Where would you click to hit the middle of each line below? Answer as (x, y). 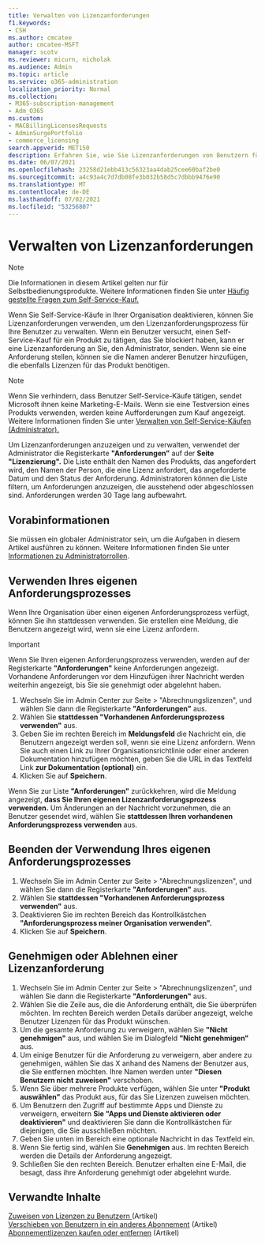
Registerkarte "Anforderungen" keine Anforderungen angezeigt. (114, 668)
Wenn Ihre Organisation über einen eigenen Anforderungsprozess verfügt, (129, 612)
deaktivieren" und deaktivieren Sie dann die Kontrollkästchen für (126, 1122)
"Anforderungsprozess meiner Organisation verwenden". (116, 922)
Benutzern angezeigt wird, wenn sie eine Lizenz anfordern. (104, 628)
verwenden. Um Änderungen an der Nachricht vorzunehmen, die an (119, 808)
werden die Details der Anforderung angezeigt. (96, 1156)
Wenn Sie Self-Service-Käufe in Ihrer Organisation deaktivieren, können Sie (131, 315)
